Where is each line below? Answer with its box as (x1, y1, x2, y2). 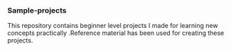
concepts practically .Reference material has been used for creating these (7, 29, 225, 37)
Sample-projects (7, 6, 67, 15)
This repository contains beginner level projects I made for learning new (7, 22, 218, 30)
